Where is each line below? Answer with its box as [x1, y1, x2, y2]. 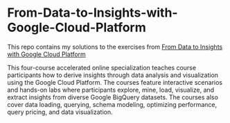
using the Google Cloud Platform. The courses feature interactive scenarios [7, 78, 223, 86]
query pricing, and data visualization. [7, 108, 113, 116]
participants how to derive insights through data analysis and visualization [7, 71, 219, 79]
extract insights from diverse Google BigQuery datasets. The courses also [7, 92, 218, 101]
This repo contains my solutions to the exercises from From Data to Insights [7, 42, 223, 51]
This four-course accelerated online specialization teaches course [7, 63, 196, 72]
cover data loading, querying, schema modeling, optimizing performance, [7, 100, 217, 108]
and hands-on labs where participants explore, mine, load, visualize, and [7, 85, 215, 94]
